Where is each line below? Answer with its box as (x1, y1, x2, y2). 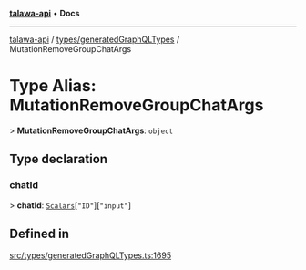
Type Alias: (9, 76, 97, 97)
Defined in (9, 226, 70, 242)
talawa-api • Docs (9, 8, 80, 18)
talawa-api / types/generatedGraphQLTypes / (9, 34, 180, 45)
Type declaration (9, 151, 107, 167)
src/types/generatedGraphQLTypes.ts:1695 (9, 250, 171, 261)
